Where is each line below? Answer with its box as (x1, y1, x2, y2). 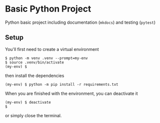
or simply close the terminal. (5, 112, 62, 118)
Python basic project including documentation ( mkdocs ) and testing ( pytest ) (5, 19, 156, 25)
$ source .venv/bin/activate (5, 60, 64, 65)
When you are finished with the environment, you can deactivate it (5, 91, 138, 96)
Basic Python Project (5, 3, 91, 15)
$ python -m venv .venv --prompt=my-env (5, 56, 89, 61)
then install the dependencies (5, 73, 65, 78)
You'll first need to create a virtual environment (5, 46, 99, 52)
